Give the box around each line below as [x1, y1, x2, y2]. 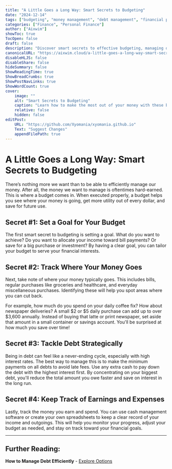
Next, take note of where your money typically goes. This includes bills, [5, 276, 156, 282]
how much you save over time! [5, 324, 70, 331]
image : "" [14, 93, 36, 98]
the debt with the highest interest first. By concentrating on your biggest [5, 369, 158, 375]
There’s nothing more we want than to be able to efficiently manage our [5, 181, 156, 188]
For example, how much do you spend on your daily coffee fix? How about [5, 302, 162, 309]
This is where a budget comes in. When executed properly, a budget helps [5, 192, 163, 198]
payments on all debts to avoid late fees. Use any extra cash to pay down [5, 363, 160, 370]
